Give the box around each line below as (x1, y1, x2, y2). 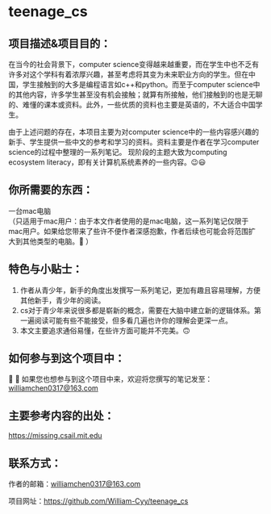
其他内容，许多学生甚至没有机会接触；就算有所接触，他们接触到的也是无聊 (15, 90, 263, 99)
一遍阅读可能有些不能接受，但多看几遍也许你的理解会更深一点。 (19, 316, 232, 325)
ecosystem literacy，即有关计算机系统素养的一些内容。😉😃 (8, 157, 206, 167)
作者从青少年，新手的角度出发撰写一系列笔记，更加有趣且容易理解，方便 (19, 285, 261, 295)
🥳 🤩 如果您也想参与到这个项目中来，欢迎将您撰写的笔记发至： (8, 374, 213, 384)
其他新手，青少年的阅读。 (19, 295, 106, 305)
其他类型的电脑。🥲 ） (22, 236, 94, 246)
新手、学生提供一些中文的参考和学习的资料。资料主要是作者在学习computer (8, 137, 260, 147)
